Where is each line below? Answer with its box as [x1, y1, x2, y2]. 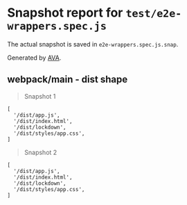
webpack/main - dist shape [7, 74, 128, 85]
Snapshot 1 [24, 92, 56, 100]
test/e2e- [125, 7, 182, 20]
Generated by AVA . [7, 54, 62, 62]
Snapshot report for [7, 5, 123, 21]
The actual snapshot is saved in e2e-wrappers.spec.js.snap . [7, 40, 179, 48]
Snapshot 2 [24, 148, 57, 156]
